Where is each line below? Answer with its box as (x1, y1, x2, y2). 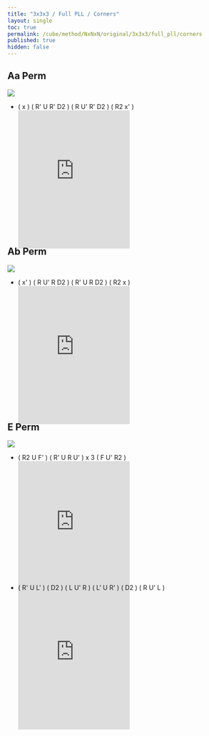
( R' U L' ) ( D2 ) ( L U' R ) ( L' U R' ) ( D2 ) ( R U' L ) (17, 583, 165, 592)
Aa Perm (7, 70, 46, 82)
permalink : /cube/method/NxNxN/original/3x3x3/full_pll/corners (7, 30, 203, 38)
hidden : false (7, 44, 50, 51)
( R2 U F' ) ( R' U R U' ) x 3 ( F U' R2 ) (17, 454, 126, 462)
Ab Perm (7, 245, 47, 257)
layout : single (7, 17, 53, 24)
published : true (7, 37, 56, 44)
